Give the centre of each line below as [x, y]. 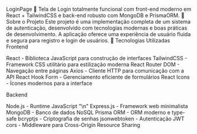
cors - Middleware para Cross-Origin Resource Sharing [73, 125]
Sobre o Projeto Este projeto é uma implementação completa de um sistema [98, 22]
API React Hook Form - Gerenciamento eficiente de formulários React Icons [98, 77]
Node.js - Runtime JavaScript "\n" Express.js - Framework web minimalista [97, 106]
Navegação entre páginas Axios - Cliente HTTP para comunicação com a [95, 71]
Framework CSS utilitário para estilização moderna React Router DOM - [93, 64]
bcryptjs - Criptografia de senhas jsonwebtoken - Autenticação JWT [101, 119]
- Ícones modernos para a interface [49, 83]
